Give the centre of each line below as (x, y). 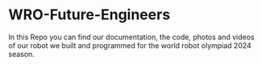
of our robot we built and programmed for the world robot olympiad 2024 (130, 45)
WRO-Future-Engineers (89, 15)
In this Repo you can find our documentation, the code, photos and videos (132, 37)
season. (21, 54)
